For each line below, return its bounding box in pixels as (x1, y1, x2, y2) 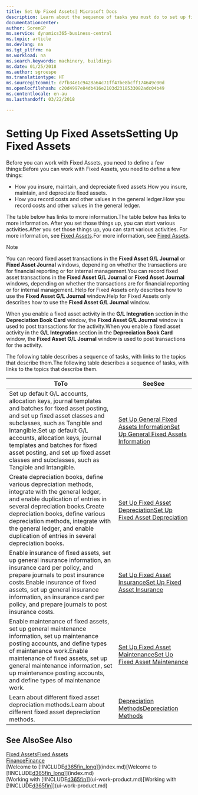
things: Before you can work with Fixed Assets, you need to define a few (6, 165, 181, 172)
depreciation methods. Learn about (9, 700, 105, 708)
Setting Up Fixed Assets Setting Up (6, 127, 179, 140)
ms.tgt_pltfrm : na (6, 47, 51, 53)
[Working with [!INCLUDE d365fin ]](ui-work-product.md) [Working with (6, 776, 177, 783)
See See (142, 379, 165, 387)
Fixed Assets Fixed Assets (6, 751, 69, 758)
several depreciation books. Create (9, 502, 104, 510)
